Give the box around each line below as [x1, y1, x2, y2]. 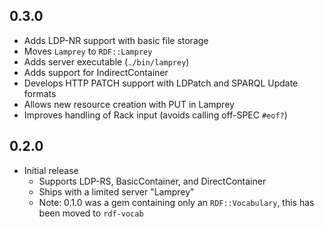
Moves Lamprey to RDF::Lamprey [23, 45, 153, 57]
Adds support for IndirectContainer [23, 66, 169, 78]
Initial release [23, 164, 79, 176]
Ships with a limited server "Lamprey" [38, 185, 195, 198]
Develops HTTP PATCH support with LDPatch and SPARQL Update [23, 77, 299, 89]
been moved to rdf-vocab [38, 207, 144, 219]
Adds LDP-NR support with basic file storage [23, 34, 209, 46]
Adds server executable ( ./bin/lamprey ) [23, 55, 190, 68]
